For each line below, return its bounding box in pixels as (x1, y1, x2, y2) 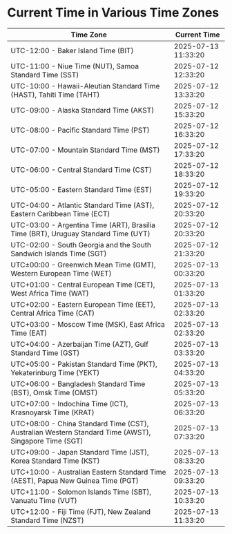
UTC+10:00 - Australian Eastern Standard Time (10, 467, 166, 477)
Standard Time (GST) (10, 347, 80, 357)
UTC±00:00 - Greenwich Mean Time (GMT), (10, 260, 157, 269)
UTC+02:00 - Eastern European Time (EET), (10, 299, 155, 309)
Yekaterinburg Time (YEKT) (10, 368, 100, 377)
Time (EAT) (10, 328, 47, 338)
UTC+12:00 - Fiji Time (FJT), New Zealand (10, 506, 151, 516)
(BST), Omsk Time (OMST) (10, 388, 98, 397)
